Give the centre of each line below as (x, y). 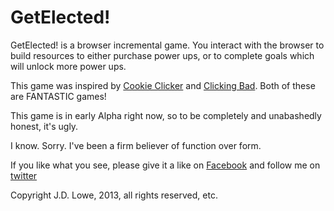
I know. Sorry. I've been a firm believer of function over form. (136, 145)
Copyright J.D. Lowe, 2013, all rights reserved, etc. (114, 195)
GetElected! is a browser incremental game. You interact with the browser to (167, 45)
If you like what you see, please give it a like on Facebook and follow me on (165, 165)
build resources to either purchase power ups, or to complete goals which (162, 55)
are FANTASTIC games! (58, 96)
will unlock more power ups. (68, 66)
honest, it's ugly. (44, 126)
